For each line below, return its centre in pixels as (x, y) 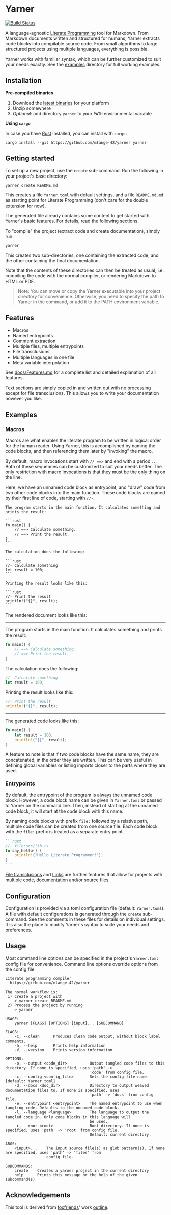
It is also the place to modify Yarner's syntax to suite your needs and (77, 924)
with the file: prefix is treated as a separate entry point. (65, 831)
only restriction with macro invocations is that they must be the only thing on (85, 472)
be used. (99, 1121)
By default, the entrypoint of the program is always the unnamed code (79, 795)
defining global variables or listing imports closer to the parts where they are (85, 765)
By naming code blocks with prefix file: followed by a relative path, (77, 821)
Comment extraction (34, 341)
